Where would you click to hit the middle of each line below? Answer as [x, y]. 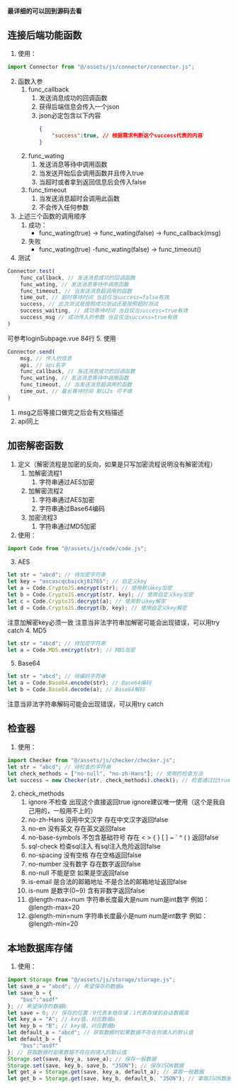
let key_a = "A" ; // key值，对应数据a [61, 1020]
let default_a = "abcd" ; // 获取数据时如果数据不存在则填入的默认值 [100, 1033]
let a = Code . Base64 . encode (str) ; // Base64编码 [79, 683]
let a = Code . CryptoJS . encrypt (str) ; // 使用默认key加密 [90, 588]
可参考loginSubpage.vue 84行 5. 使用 [62, 338]
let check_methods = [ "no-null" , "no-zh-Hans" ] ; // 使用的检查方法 [105, 774]
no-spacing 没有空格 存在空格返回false [85, 855]
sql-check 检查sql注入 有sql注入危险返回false [94, 847]
